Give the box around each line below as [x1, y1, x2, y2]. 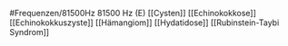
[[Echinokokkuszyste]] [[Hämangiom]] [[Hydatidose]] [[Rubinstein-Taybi [9, 17, 280, 28]
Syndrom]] [9, 27, 50, 37]
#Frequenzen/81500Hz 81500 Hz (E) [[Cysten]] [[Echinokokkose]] [9, 8, 257, 18]
